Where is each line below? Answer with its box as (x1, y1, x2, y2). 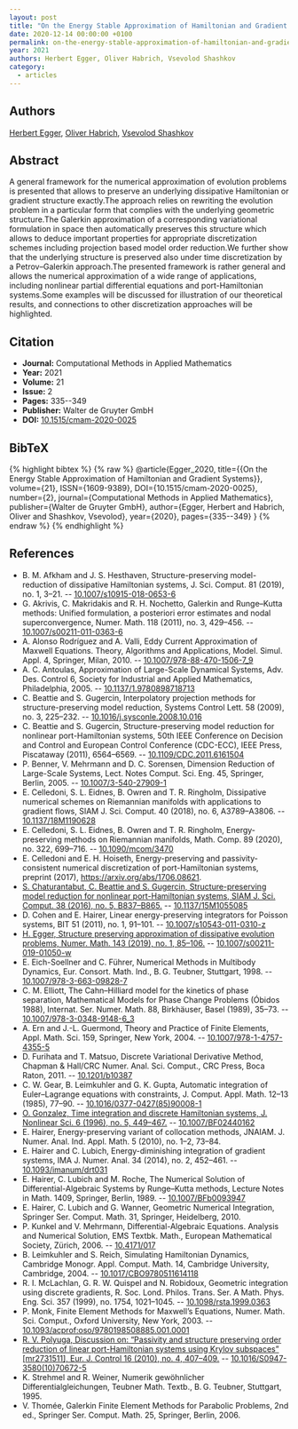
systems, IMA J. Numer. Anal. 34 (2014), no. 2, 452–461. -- (21, 1155, 238, 1165)
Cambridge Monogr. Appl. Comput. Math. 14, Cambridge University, (21, 1258, 270, 1269)
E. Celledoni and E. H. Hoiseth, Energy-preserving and (21, 853, 220, 863)
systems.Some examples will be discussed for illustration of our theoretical (9, 290, 283, 300)
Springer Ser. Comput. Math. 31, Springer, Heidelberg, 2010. (21, 1211, 241, 1222)
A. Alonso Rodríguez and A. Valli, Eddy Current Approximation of (21, 636, 258, 647)
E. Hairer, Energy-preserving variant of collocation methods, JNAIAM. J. (21, 1126, 286, 1137)
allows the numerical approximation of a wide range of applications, (9, 271, 257, 282)
